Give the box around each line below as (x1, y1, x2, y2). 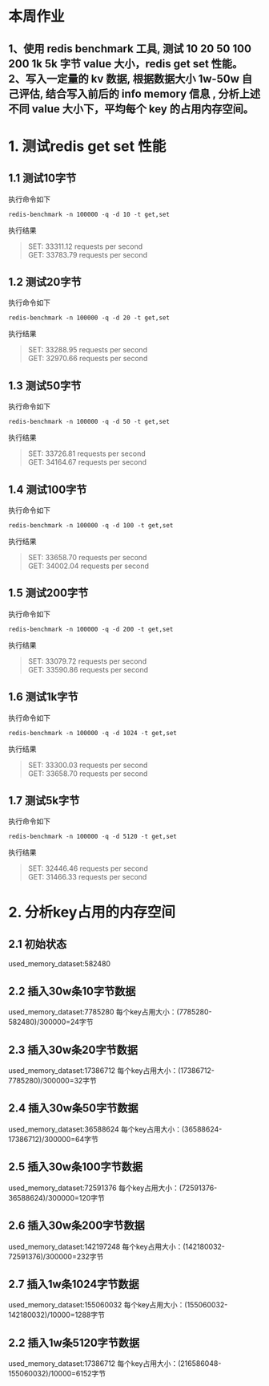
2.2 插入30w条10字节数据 (8, 984, 136, 998)
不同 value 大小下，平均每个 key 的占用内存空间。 (8, 102, 255, 116)
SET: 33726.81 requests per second (27, 449, 146, 458)
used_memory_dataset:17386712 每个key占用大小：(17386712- (8, 1066, 215, 1075)
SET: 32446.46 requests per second (27, 864, 148, 873)
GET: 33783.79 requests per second (27, 250, 148, 259)
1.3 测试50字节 (8, 379, 82, 392)
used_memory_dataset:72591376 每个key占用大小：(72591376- (8, 1183, 218, 1193)
